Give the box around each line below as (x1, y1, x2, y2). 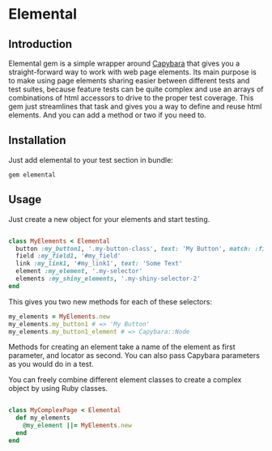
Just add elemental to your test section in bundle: (8, 155, 174, 164)
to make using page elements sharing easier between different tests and (8, 76, 250, 85)
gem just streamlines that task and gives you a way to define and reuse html (8, 102, 262, 111)
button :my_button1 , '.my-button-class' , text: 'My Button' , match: (15, 245, 252, 253)
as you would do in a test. (8, 360, 95, 369)
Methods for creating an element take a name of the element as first (8, 342, 236, 352)
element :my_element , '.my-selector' (15, 267, 143, 275)
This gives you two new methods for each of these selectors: (8, 296, 213, 306)
